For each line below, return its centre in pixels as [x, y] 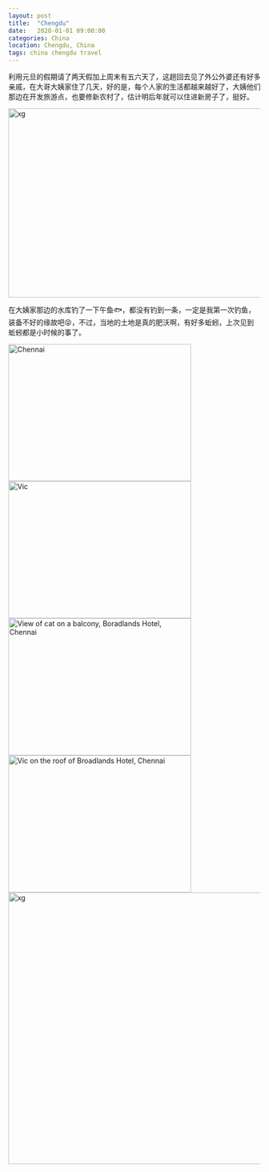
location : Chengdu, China [51, 46]
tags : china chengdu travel [55, 53]
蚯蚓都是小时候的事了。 [47, 332]
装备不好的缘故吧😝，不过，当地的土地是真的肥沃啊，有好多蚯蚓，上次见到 [131, 322]
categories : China [39, 38]
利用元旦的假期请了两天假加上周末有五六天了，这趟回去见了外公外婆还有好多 [134, 76]
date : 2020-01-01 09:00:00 [57, 30]
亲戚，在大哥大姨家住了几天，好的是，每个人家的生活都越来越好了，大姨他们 [134, 86]
